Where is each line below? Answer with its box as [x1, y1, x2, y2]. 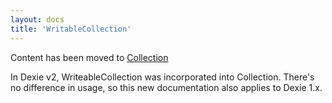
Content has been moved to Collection [10, 51, 169, 63]
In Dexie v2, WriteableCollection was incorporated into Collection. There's [10, 71, 315, 83]
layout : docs [10, 14, 65, 25]
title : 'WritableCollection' [10, 24, 132, 34]
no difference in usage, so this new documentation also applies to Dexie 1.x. [10, 81, 323, 93]
